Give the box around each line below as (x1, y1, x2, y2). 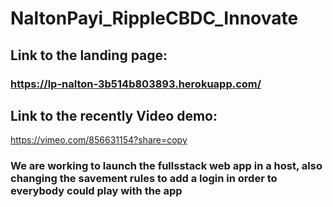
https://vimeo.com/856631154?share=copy (10, 134, 188, 146)
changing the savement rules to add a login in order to (10, 172, 278, 186)
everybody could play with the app (10, 184, 183, 198)
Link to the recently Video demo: (10, 107, 218, 124)
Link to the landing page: (10, 47, 168, 64)
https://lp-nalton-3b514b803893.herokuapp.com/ (10, 77, 262, 91)
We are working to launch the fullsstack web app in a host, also (10, 159, 323, 173)
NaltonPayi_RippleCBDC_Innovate (10, 7, 299, 30)
